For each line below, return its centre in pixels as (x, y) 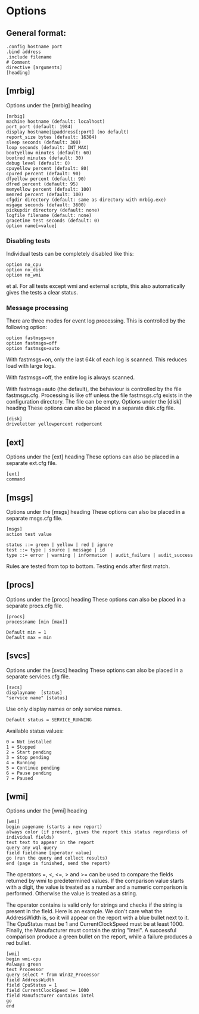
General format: (36, 33)
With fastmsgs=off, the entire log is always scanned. (71, 377)
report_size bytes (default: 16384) (52, 137)
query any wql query (32, 848)
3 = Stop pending (28, 757)
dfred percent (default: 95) (42, 184)
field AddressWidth (30, 980)
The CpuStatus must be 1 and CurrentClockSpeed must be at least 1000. (95, 924)
